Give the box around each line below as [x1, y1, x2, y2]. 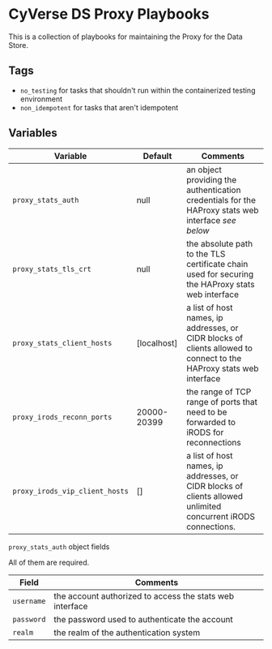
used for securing [185, 269, 254, 280]
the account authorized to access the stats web [53, 590, 235, 601]
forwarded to [185, 416, 236, 428]
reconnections [185, 436, 241, 448]
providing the [185, 174, 237, 185]
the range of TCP [185, 386, 252, 398]
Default [142, 150, 172, 161]
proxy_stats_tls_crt [12, 264, 91, 273]
